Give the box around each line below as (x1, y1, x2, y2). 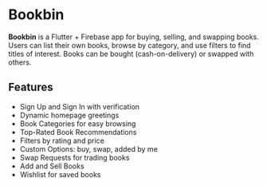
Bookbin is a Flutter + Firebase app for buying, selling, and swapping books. (8, 32, 259, 42)
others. (8, 57, 32, 67)
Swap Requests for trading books (19, 152, 130, 162)
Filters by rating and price (19, 136, 105, 145)
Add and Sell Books (19, 161, 85, 171)
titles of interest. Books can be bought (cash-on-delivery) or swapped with (8, 49, 254, 58)
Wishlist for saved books (19, 169, 101, 179)
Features (8, 81, 53, 94)
